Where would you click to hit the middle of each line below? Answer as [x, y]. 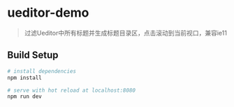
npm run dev [24, 97]
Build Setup [33, 55]
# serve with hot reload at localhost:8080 [72, 90]
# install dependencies [42, 71]
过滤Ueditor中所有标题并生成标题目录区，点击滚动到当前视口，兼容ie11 [125, 33]
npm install [24, 78]
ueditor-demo [48, 13]
